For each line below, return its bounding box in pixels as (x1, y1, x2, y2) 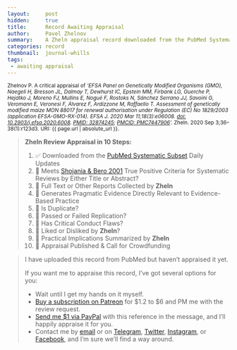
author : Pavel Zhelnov (7, 30, 87, 37)
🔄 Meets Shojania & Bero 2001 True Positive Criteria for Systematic (35, 166, 229, 175)
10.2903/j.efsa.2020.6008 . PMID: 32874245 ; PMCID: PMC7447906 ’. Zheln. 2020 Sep (7, 119, 214, 126)
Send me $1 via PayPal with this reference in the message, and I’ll (35, 312, 226, 320)
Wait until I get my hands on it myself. (35, 289, 145, 298)
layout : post (7, 10, 59, 18)
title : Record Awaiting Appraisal (7, 23, 125, 30)
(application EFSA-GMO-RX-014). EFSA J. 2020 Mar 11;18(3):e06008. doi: (7, 113, 186, 120)
